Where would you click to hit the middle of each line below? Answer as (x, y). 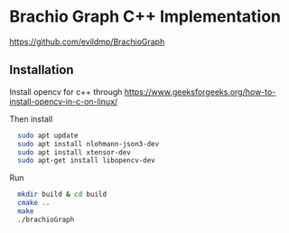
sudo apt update (48, 135)
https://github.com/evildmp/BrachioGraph (87, 42)
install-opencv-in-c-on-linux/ (64, 101)
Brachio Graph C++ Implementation (145, 17)
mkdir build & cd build (62, 195)
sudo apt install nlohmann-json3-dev (89, 144)
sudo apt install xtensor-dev (74, 152)
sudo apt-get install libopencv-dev (86, 161)
